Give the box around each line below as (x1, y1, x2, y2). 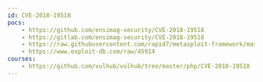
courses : (7, 55, 36, 63)
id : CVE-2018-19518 (7, 11, 71, 20)
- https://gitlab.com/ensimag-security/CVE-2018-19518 (21, 33, 205, 41)
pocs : (7, 19, 25, 27)
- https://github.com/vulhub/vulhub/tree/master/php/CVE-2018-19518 (21, 62, 250, 70)
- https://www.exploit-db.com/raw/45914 (21, 48, 155, 55)
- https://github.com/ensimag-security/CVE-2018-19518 (21, 26, 205, 34)
